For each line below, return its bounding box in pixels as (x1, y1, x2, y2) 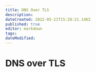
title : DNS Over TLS (5, 7, 50, 13)
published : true (5, 21, 40, 27)
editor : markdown (5, 26, 43, 31)
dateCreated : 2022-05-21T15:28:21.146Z (5, 17, 91, 22)
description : (5, 12, 33, 17)
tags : (5, 31, 17, 36)
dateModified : (5, 36, 36, 41)
